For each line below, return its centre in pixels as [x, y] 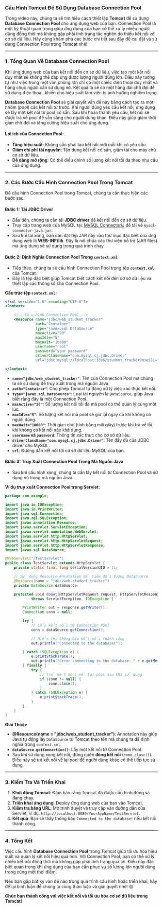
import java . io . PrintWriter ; [34, 509]
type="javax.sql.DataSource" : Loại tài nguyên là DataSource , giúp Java [83, 394]
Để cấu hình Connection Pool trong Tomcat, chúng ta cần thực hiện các [77, 193]
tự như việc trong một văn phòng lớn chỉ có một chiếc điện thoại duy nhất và [81, 82]
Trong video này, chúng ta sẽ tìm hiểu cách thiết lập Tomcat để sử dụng [77, 18]
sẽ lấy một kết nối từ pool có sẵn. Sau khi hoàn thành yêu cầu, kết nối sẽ [77, 112]
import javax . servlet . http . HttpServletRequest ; [54, 541]
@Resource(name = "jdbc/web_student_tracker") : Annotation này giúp [85, 734]
